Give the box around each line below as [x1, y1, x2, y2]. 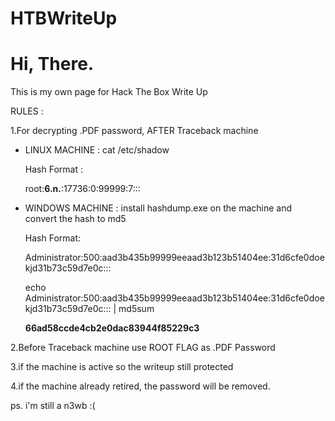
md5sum [118, 303, 155, 315]
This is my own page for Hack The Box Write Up [10, 86, 208, 98]
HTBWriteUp [10, 7, 118, 30]
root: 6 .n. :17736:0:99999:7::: [24, 183, 141, 195]
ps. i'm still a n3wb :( [10, 400, 96, 412]
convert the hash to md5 [24, 213, 127, 225]
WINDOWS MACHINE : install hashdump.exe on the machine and [24, 202, 293, 214]
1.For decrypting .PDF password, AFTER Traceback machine [10, 125, 259, 137]
